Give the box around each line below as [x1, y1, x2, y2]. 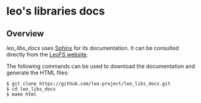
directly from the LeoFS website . [6, 51, 89, 58]
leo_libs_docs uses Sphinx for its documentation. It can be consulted [6, 44, 179, 51]
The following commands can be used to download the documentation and [6, 62, 196, 70]
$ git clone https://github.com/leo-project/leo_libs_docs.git [6, 81, 171, 87]
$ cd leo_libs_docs [6, 86, 56, 92]
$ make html [6, 91, 37, 98]
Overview [6, 28, 45, 39]
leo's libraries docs [6, 4, 105, 18]
